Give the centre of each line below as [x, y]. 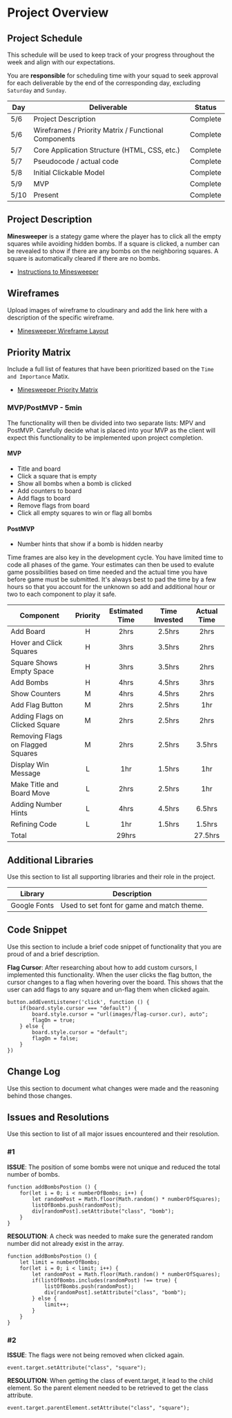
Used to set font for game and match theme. [132, 905]
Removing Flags [37, 736]
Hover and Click [37, 643]
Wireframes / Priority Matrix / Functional [98, 130]
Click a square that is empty [57, 476]
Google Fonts [32, 905]
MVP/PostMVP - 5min [45, 408]
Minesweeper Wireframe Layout [63, 330]
